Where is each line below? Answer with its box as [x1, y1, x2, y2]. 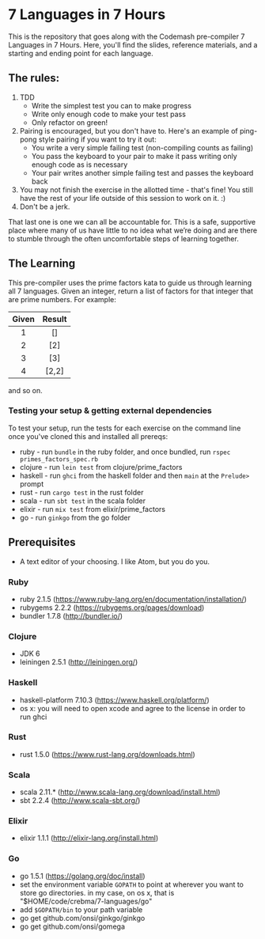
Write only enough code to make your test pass [31, 109, 186, 119]
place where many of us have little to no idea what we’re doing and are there [8, 225, 258, 235]
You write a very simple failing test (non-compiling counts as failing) [31, 142, 254, 152]
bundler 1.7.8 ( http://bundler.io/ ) [19, 611, 123, 620]
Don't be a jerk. [19, 202, 70, 211]
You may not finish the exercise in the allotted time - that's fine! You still [19, 184, 253, 195]
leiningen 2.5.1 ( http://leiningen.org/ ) [19, 657, 138, 667]
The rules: [8, 71, 60, 85]
